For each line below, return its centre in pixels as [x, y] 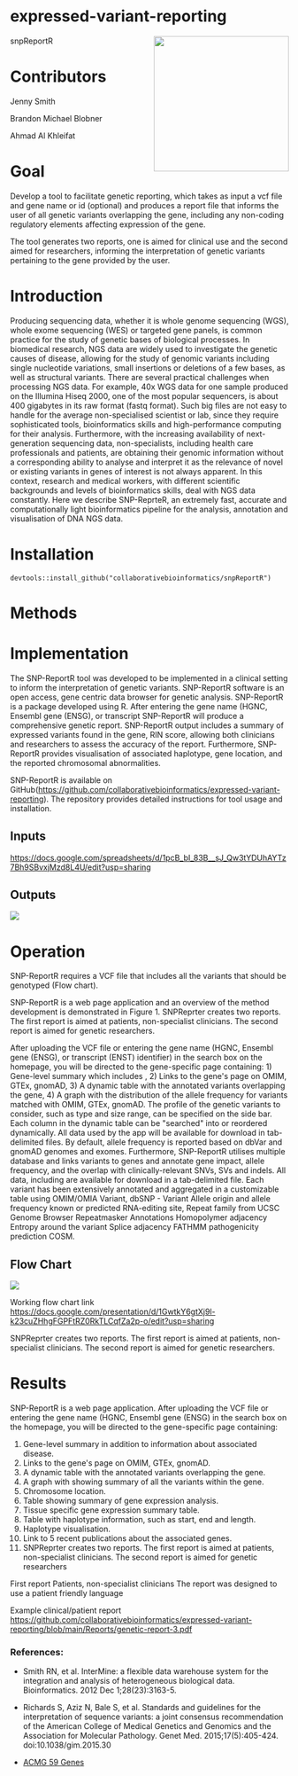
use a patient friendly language [67, 1593]
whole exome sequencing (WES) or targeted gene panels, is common [137, 330]
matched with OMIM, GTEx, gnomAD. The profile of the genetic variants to [145, 1105]
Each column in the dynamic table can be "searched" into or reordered [139, 1123]
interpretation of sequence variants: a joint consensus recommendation [153, 1717]
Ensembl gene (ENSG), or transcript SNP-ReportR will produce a [127, 716]
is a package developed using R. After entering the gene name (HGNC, [139, 706]
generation [30, 443]
